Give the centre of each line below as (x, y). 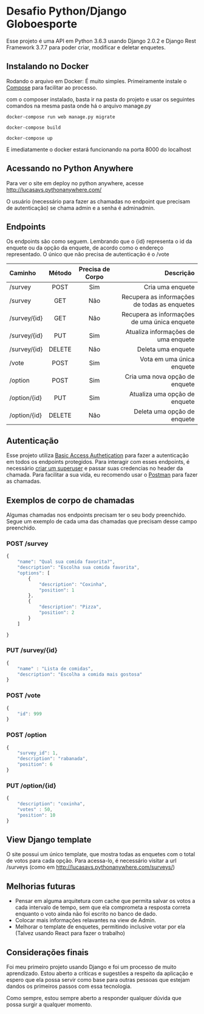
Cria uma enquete (169, 287)
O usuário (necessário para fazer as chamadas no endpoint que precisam (98, 201)
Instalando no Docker (48, 66)
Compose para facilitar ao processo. (52, 87)
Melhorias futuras (41, 886)
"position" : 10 (36, 815)
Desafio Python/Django (66, 11)
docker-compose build (34, 128)
